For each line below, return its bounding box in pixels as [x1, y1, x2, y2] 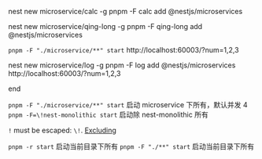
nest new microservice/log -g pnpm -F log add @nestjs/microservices [8, 60, 236, 70]
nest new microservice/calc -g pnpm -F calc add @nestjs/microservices [8, 7, 243, 16]
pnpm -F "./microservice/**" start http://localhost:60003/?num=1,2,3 [8, 45, 239, 54]
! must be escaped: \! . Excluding [8, 125, 116, 135]
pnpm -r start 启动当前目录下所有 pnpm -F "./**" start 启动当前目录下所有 [8, 142, 255, 151]
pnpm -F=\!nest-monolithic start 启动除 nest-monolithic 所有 [8, 110, 208, 119]
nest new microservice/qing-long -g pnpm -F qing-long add [8, 22, 203, 31]
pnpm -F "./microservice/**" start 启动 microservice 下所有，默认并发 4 [8, 100, 248, 109]
